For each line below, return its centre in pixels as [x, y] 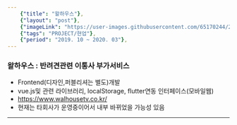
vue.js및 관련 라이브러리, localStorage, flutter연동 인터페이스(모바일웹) [115, 91]
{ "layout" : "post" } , [50, 20]
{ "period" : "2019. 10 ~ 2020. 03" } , [74, 40]
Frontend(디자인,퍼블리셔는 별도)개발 [69, 82]
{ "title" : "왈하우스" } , [52, 14]
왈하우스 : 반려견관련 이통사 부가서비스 [68, 66]
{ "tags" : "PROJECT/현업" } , [58, 33]
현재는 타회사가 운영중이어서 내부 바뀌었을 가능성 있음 [91, 107]
